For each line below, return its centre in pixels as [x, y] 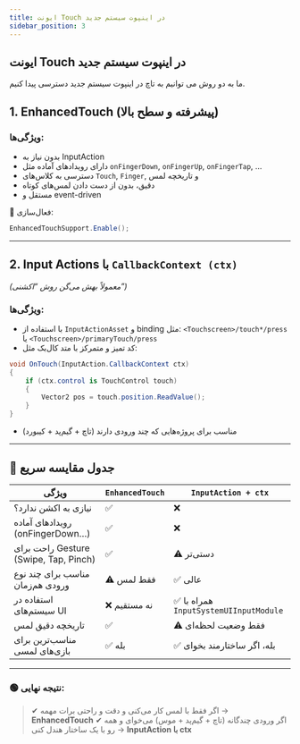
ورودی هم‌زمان [42, 585]
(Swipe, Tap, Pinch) [55, 559]
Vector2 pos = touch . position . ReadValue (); [123, 397]
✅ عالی [188, 579]
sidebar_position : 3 [48, 26]
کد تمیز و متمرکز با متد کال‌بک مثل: [80, 347]
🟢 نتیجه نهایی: [37, 688]
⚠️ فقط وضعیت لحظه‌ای [219, 625]
